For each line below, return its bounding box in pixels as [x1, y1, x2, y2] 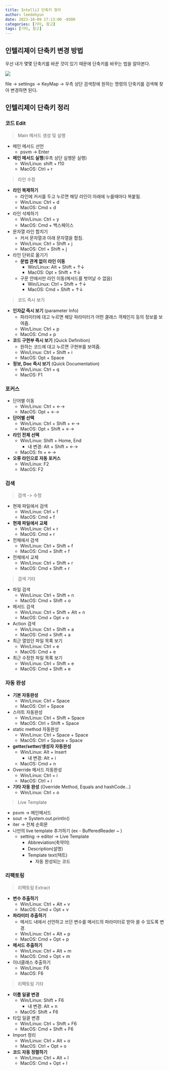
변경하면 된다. [10, 87, 38, 93]
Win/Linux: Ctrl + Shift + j [20, 240, 73, 246]
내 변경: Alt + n [27, 1003, 58, 1009]
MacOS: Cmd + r [20, 531, 55, 537]
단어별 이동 [12, 398, 35, 404]
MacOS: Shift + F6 [20, 1009, 59, 1015]
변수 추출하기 [12, 895, 39, 901]
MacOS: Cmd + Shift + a [20, 632, 71, 638]
